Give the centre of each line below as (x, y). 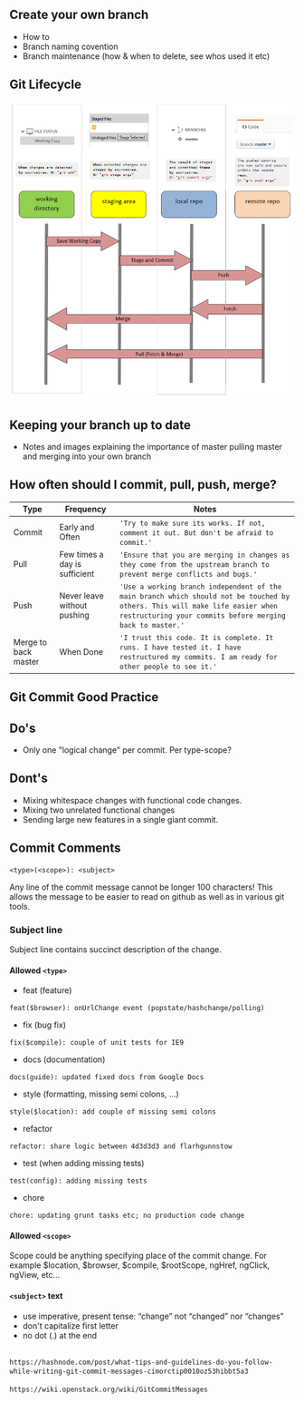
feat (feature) (47, 990)
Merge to (30, 642)
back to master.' (152, 626)
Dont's (28, 779)
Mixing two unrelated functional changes (99, 810)
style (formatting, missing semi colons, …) (100, 1094)
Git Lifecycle (45, 85)
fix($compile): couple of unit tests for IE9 (96, 1043)
